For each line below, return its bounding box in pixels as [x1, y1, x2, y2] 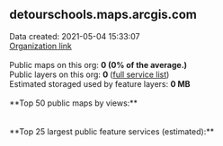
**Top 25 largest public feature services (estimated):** [9, 125, 214, 137]
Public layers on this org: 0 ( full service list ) [9, 69, 170, 80]
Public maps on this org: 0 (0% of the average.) [9, 59, 187, 70]
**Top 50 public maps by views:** [9, 98, 138, 108]
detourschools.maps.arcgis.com [9, 7, 198, 22]
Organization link [9, 40, 72, 51]
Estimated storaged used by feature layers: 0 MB [9, 78, 191, 89]
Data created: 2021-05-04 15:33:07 [9, 30, 141, 41]
